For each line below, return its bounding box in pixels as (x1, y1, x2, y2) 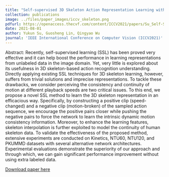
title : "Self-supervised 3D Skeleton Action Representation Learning (5, 7, 154, 13)
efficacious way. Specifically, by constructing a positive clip (5, 97, 129, 103)
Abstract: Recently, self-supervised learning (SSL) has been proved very (5, 49, 156, 55)
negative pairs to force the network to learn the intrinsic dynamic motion (5, 113, 155, 120)
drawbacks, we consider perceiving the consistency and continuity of (5, 81, 150, 87)
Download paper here (5, 166, 50, 172)
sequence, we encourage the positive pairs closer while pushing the (5, 108, 147, 114)
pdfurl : (5, 21, 22, 27)
